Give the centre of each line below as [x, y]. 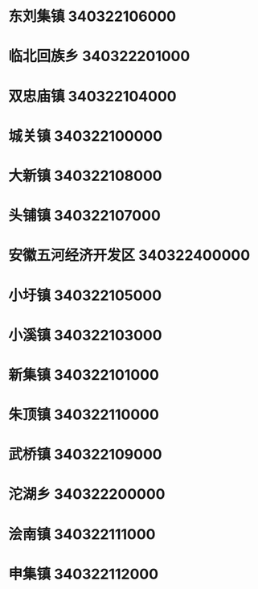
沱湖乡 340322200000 [87, 494]
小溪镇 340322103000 [85, 335]
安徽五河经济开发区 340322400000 [129, 255]
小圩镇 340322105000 [85, 295]
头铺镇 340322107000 [84, 216]
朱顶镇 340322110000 [84, 415]
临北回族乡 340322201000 [99, 56]
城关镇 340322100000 [86, 136]
